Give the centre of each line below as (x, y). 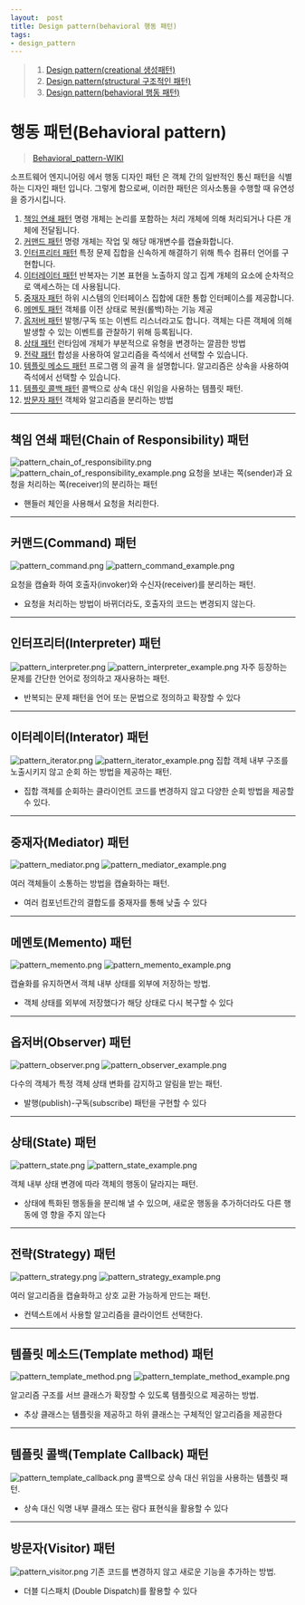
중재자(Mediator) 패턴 (70, 842)
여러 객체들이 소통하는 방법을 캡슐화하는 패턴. (90, 883)
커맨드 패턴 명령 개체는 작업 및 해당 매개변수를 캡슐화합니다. (129, 242)
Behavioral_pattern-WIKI (78, 159)
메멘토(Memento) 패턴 (71, 942)
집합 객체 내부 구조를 (252, 761)
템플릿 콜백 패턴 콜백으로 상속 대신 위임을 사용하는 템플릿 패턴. (133, 389)
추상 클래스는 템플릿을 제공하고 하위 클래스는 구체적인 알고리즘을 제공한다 (153, 1415)
